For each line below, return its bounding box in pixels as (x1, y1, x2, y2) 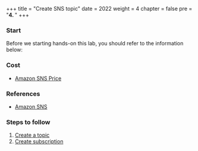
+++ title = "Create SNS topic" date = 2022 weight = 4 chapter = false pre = (6, 5, 193, 12)
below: (6, 46, 23, 53)
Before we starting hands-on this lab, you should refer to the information (6, 40, 184, 47)
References (6, 90, 40, 98)
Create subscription (14, 138, 64, 145)
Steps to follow (6, 118, 51, 126)
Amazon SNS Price (14, 75, 62, 82)
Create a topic (14, 131, 50, 139)
